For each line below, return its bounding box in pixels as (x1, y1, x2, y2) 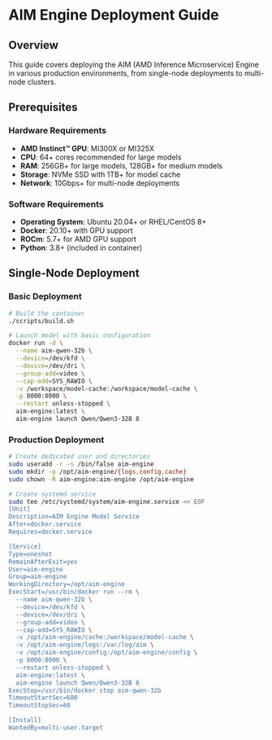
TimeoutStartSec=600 (8, 694, 79, 702)
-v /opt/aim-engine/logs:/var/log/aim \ (15, 641, 154, 649)
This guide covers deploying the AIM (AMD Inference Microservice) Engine (8, 59, 260, 69)
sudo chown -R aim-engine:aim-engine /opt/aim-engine (8, 475, 195, 484)
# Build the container (8, 309, 85, 317)
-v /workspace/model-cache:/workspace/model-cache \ (15, 384, 198, 392)
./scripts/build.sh (8, 317, 75, 325)
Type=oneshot (8, 550, 53, 558)
